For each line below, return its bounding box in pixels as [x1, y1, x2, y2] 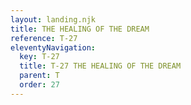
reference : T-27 [10, 33, 78, 43]
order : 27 [19, 80, 60, 90]
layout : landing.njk [10, 14, 97, 25]
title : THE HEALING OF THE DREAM [10, 24, 150, 34]
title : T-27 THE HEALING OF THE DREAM [19, 61, 182, 71]
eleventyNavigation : [10, 42, 97, 53]
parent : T [19, 71, 60, 81]
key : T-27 [19, 52, 60, 62]
